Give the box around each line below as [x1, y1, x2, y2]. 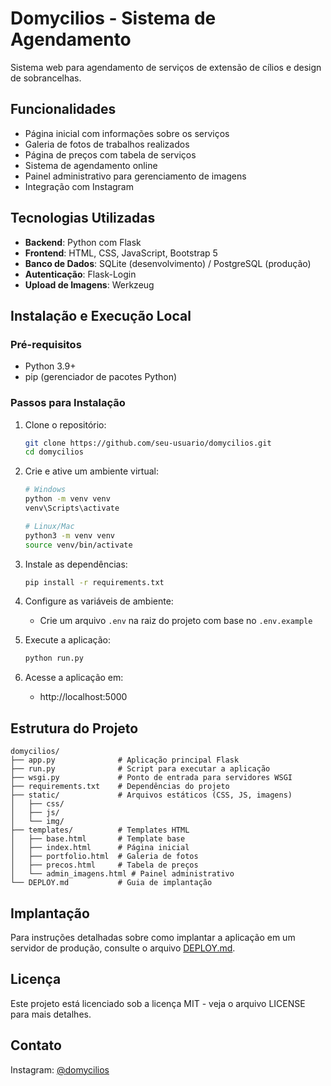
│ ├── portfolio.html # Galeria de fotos [10, 852, 199, 862]
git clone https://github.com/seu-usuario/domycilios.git [24, 438, 272, 448]
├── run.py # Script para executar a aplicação [10, 764, 271, 774]
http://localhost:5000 [39, 691, 128, 703]
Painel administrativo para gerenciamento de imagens [24, 170, 247, 182]
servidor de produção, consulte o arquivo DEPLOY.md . [10, 942, 236, 954]
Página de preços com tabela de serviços [24, 148, 197, 161]
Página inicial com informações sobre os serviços [24, 127, 230, 139]
